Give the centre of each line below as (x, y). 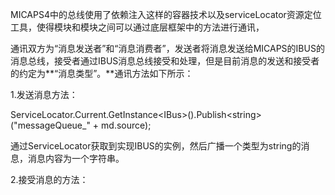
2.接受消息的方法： (49, 179)
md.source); (126, 125)
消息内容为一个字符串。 (76, 158)
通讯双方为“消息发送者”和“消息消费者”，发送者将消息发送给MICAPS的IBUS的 (167, 48)
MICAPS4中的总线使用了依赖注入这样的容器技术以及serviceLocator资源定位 (166, 14)
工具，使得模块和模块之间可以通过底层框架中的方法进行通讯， (137, 27)
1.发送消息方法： (44, 94)
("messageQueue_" (50, 125)
